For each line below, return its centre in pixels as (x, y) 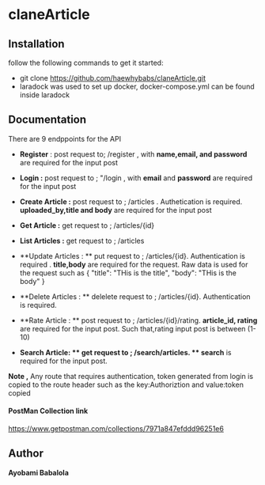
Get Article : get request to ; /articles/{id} (87, 225)
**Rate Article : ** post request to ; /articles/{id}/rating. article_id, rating (138, 320)
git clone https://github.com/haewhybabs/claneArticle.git (112, 78)
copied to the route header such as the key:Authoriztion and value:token (126, 385)
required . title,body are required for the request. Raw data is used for (134, 264)
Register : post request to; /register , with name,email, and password (133, 154)
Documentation (47, 120)
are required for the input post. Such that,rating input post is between (132, 328)
